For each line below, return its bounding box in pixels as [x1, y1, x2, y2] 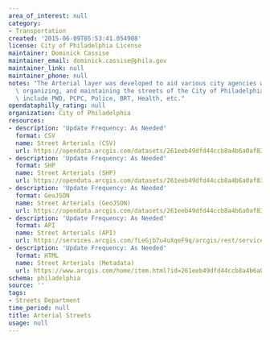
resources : [8, 117, 45, 125]
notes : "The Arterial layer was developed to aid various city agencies [8, 79, 257, 87]
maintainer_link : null [8, 64, 84, 73]
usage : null [8, 319, 48, 327]
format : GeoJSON [15, 191, 70, 200]
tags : [8, 289, 27, 297]
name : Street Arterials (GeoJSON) [15, 199, 131, 207]
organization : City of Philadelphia [8, 110, 131, 118]
